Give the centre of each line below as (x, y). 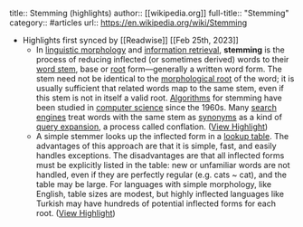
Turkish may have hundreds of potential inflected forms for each (156, 203)
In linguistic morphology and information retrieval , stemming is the (160, 50)
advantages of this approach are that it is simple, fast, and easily (156, 146)
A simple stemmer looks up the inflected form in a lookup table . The (162, 136)
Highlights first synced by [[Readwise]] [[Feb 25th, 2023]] (131, 40)
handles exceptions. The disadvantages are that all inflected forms (160, 156)
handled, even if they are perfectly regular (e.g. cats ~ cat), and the (161, 175)
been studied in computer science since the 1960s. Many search (156, 107)
